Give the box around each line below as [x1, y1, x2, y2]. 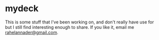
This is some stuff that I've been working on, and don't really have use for [5, 19, 154, 25]
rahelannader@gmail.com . [5, 29, 58, 35]
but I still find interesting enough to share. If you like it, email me [5, 24, 134, 30]
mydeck [5, 3, 39, 14]
